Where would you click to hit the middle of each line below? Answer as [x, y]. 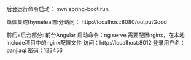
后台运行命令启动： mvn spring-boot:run [57, 9]
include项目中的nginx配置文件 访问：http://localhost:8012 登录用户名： [96, 43]
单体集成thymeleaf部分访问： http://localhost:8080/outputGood [87, 22]
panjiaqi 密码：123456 [35, 50]
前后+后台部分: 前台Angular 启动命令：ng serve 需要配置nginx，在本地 [96, 35]
